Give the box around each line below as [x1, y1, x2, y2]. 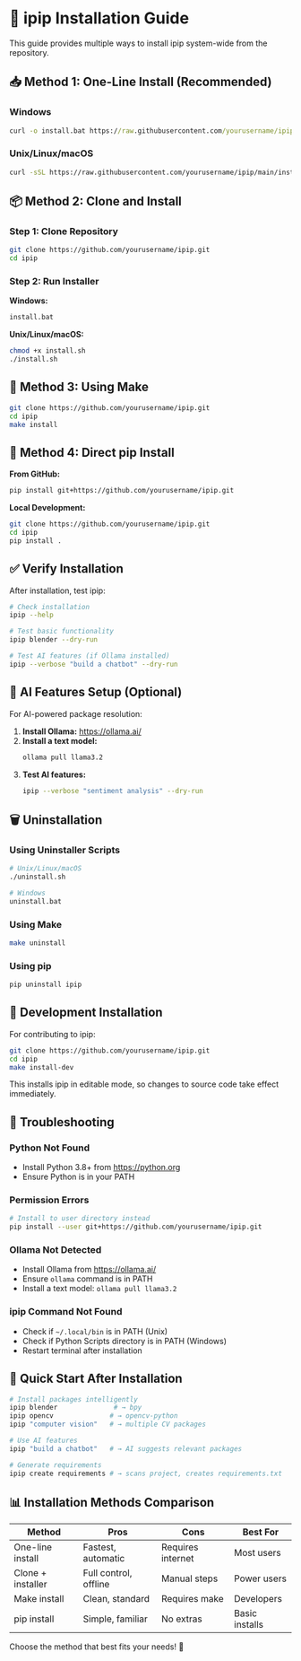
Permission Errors [9, 1193, 90, 1206]
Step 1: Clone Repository [9, 224, 119, 237]
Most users [234, 1547, 281, 1560]
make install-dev [9, 1062, 74, 1071]
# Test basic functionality [9, 627, 115, 636]
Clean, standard [82, 1593, 150, 1605]
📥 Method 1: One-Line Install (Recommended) [9, 74, 272, 90]
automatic [82, 1552, 125, 1565]
